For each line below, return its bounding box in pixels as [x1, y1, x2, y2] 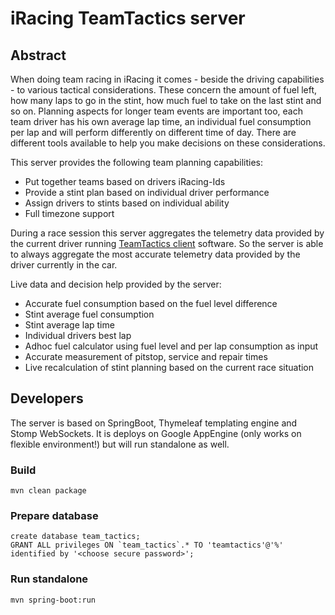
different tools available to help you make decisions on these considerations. [10, 137, 326, 149]
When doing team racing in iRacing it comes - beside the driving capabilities [10, 73, 325, 85]
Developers [10, 390, 84, 407]
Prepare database [10, 509, 99, 523]
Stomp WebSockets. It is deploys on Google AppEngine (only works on [10, 427, 302, 439]
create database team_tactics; [10, 532, 141, 542]
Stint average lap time [24, 319, 115, 331]
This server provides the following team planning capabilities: [10, 157, 264, 168]
